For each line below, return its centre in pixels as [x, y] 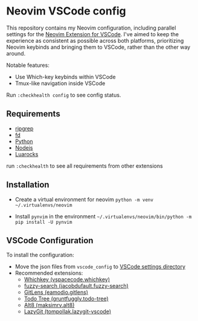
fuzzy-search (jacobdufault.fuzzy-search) [76, 286]
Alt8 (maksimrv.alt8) [49, 305]
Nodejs [24, 148]
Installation [28, 185]
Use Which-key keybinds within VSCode [65, 77]
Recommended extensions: [49, 273]
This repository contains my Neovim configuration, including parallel [91, 28]
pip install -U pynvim [43, 222]
